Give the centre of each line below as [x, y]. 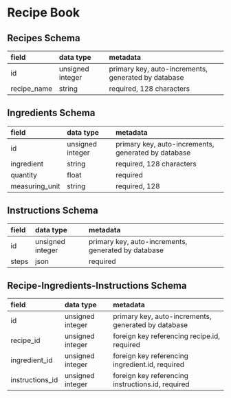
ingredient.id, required [148, 364]
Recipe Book [44, 13]
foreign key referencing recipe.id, [166, 336]
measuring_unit [35, 186]
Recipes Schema [44, 38]
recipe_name [32, 89]
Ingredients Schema [51, 113]
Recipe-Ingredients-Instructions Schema [97, 286]
